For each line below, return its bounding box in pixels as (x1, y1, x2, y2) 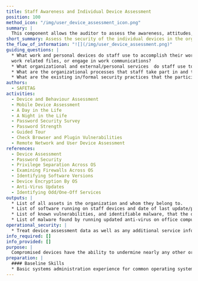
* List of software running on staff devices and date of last (11, 206, 170, 212)
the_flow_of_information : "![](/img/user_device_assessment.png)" (6, 42, 173, 48)
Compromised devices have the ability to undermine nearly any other (11, 250, 186, 256)
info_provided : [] (6, 239, 51, 244)
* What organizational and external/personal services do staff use (11, 63, 186, 70)
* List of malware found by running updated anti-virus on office (11, 217, 178, 223)
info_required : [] (6, 233, 51, 239)
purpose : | (6, 244, 33, 250)
